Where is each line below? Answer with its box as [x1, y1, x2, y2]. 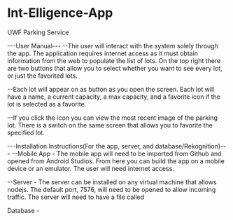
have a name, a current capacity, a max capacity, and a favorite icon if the [7, 92, 220, 101]
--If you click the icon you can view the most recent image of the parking [7, 114, 218, 122]
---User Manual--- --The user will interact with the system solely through [7, 41, 218, 50]
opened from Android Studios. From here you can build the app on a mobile [7, 156, 225, 165]
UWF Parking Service [7, 28, 69, 36]
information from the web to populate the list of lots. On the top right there [7, 56, 221, 64]
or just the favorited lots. [7, 71, 78, 80]
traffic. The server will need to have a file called [7, 193, 145, 201]
